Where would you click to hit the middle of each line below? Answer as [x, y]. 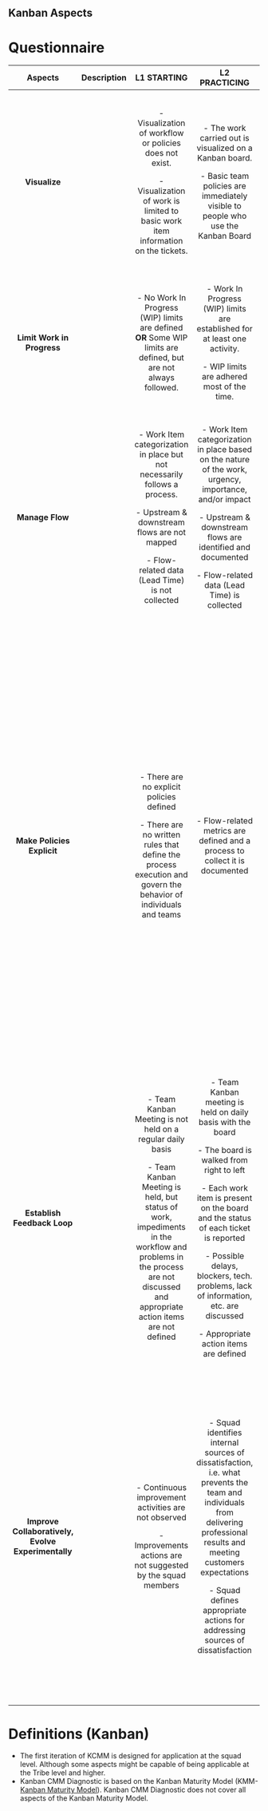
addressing [224, 1631]
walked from [225, 1160]
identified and [225, 548]
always [162, 378]
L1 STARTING [162, 77]
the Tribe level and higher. [63, 1773]
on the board [225, 1208]
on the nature [224, 460]
